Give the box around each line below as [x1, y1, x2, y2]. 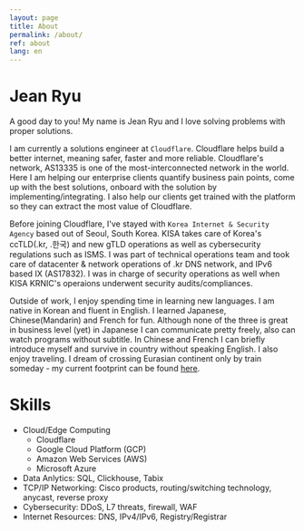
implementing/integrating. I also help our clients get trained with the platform [9, 191, 296, 202]
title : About [9, 22, 59, 31]
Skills [9, 395, 52, 415]
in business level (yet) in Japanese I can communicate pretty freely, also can [9, 324, 296, 335]
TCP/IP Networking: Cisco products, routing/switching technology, [22, 482, 272, 493]
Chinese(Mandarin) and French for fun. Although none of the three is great [9, 314, 289, 326]
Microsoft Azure [35, 463, 97, 474]
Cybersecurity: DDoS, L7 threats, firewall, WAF [22, 502, 198, 512]
